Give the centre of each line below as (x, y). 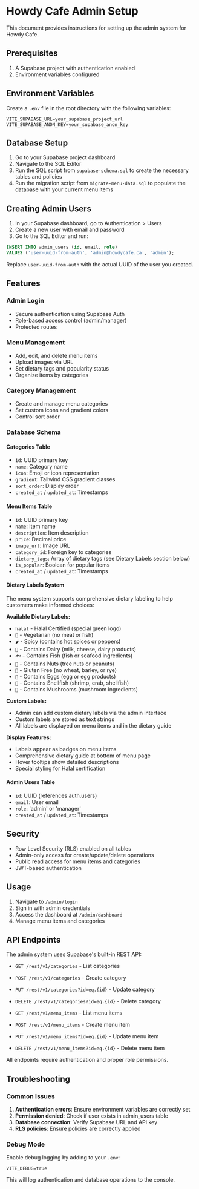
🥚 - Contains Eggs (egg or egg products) (65, 676)
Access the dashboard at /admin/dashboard (69, 914)
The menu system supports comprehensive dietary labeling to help (90, 598)
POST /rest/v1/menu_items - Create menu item (73, 1025)
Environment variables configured (57, 74)
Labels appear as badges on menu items (66, 749)
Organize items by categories (52, 375)
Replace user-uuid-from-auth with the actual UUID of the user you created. (100, 264)
